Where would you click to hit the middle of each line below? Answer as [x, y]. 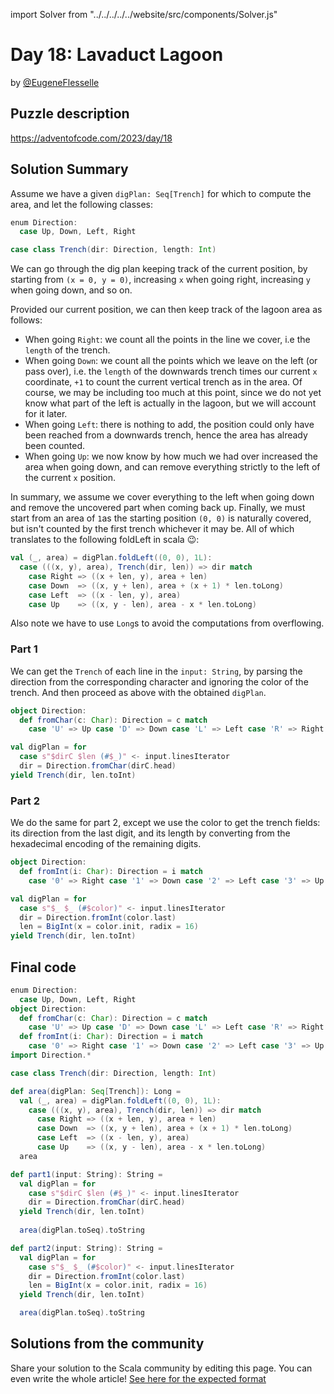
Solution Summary [69, 169]
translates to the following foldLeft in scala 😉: [105, 540]
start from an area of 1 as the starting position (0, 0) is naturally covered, [161, 518]
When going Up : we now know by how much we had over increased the [171, 456]
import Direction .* [51, 1055]
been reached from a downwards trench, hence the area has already [166, 435]
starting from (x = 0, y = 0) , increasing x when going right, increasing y [160, 280]
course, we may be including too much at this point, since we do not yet [173, 393]
